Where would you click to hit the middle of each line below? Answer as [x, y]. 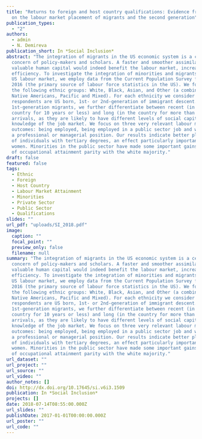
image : [14, 230]
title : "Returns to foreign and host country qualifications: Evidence [98, 12]
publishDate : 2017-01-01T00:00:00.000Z [56, 415]
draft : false [23, 157]
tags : [13, 169]
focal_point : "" [32, 242]
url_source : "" [25, 371]
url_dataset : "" [26, 359]
